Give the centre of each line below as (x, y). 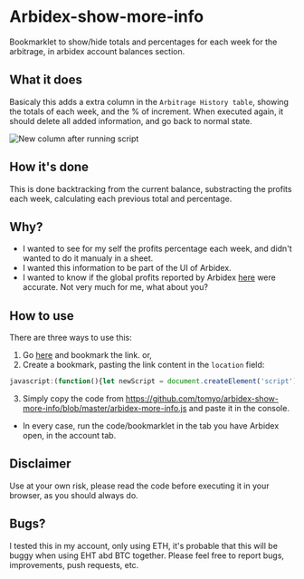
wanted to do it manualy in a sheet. (88, 258)
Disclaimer (40, 464)
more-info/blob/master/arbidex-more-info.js (104, 409)
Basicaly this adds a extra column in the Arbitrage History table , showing (149, 101)
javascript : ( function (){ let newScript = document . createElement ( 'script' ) (153, 381)
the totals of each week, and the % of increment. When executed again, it (147, 111)
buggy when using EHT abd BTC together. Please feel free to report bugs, (147, 555)
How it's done (49, 167)
